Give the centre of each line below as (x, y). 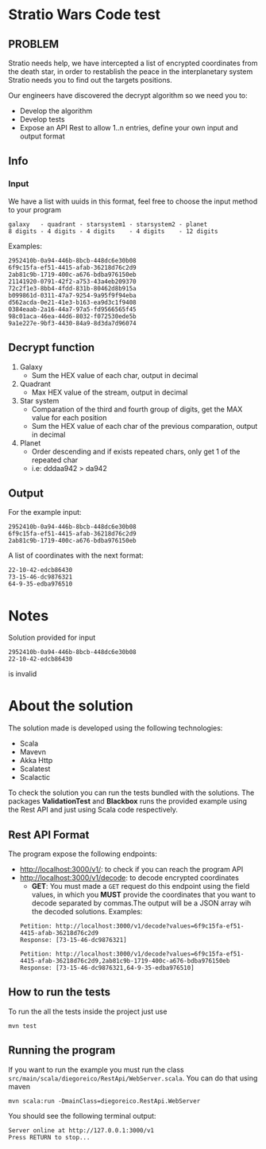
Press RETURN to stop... (49, 1137)
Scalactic (35, 777)
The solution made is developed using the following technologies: (116, 728)
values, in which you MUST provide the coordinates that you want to (144, 894)
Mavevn (33, 752)
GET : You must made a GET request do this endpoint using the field (141, 886)
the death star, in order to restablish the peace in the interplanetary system (131, 72)
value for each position (69, 417)
